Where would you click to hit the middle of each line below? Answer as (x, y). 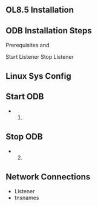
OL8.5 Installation (40, 10)
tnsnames (27, 198)
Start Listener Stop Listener (40, 57)
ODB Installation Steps (49, 31)
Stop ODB (24, 137)
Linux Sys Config (38, 76)
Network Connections (48, 177)
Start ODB (25, 96)
